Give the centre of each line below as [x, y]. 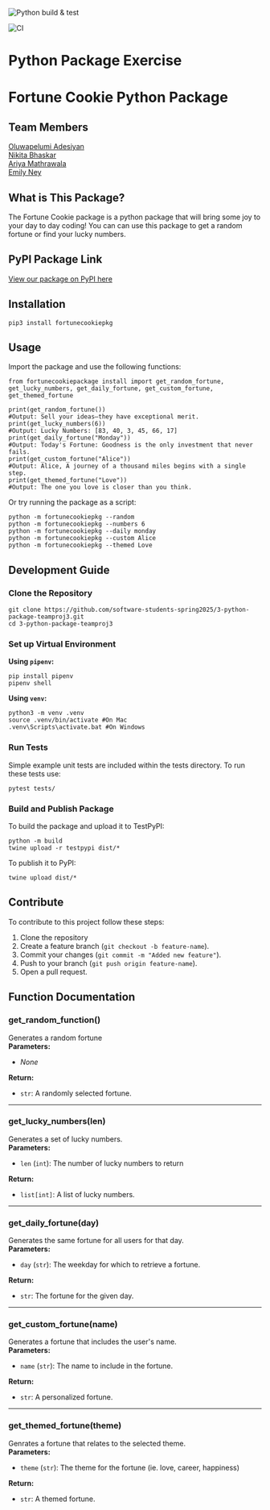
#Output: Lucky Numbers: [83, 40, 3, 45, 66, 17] [93, 431]
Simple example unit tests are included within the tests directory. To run [127, 765]
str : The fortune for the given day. [77, 1296]
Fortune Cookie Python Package [119, 98]
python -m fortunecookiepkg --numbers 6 [77, 524]
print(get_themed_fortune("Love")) [68, 480]
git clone [25, 610]
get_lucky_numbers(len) [57, 1121]
